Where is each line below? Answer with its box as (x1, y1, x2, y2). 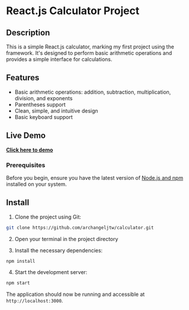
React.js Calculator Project (6, 4, 140, 18)
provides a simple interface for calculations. (6, 56, 112, 62)
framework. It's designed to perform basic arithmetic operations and (6, 50, 173, 57)
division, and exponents (14, 94, 73, 101)
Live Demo (6, 131, 46, 141)
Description (6, 28, 50, 38)
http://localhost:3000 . (6, 297, 64, 304)
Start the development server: (14, 269, 88, 276)
